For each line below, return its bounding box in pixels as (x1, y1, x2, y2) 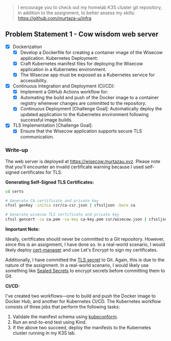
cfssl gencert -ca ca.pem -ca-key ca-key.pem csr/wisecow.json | (5, 217, 147, 222)
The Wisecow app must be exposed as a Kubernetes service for (20, 72, 155, 78)
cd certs (5, 189, 24, 194)
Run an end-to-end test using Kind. (12, 319, 87, 325)
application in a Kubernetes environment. (20, 66, 107, 72)
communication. (20, 134, 54, 140)
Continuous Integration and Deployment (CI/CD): (12, 83, 115, 89)
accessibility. (20, 78, 48, 84)
